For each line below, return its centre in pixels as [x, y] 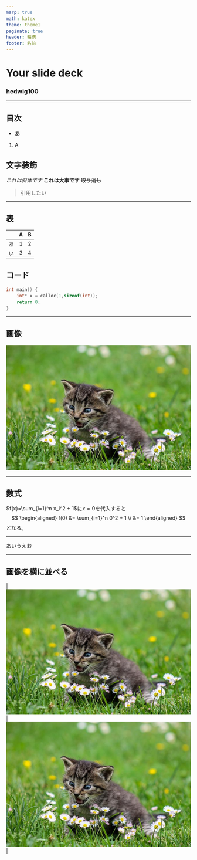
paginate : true [25, 31]
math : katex [21, 18]
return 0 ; [29, 302]
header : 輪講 [21, 37]
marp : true [19, 12]
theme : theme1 [23, 25]
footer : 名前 [21, 43]
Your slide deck [45, 73]
